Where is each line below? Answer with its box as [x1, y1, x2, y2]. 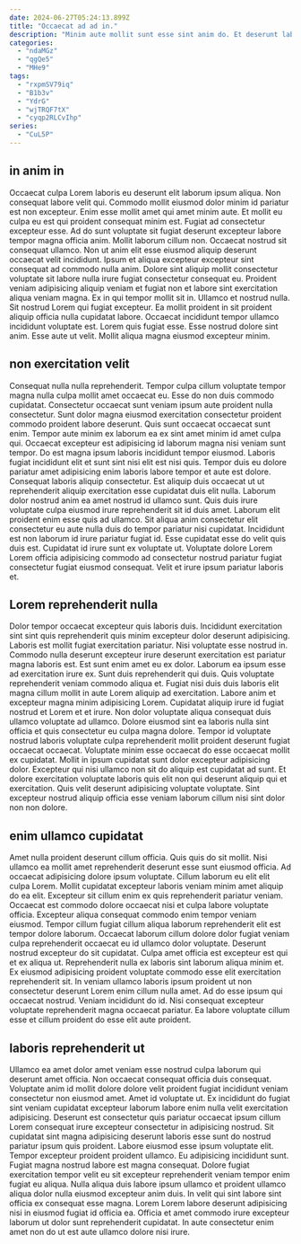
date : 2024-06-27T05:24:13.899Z [9, 13, 130, 22]
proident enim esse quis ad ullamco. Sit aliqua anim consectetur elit [9, 514, 258, 525]
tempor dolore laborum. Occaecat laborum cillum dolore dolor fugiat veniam [9, 929, 290, 940]
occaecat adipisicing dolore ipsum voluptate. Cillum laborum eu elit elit [9, 871, 271, 882]
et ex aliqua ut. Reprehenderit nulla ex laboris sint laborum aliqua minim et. [9, 957, 284, 968]
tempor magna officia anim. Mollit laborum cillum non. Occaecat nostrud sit [9, 234, 288, 245]
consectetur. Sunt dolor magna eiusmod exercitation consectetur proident [9, 409, 282, 419]
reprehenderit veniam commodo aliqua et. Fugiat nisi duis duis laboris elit [9, 678, 279, 689]
